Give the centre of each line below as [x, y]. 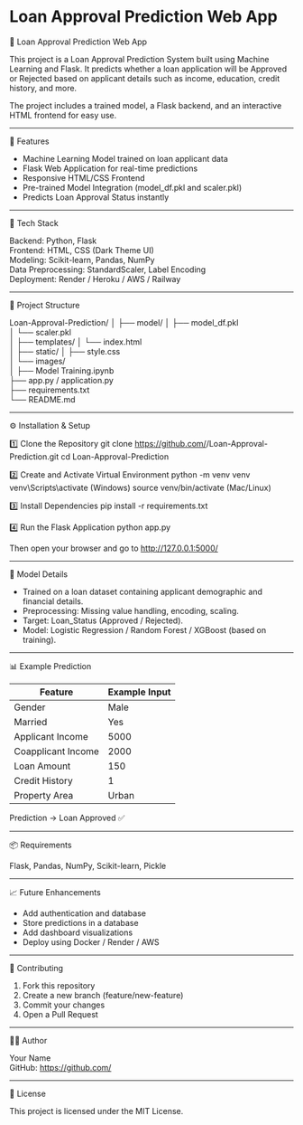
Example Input [139, 692]
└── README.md [42, 399]
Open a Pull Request [60, 1014]
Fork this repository [59, 985]
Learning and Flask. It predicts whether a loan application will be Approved [148, 69]
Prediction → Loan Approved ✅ [67, 818]
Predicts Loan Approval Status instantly [96, 197]
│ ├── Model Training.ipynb [62, 370]
